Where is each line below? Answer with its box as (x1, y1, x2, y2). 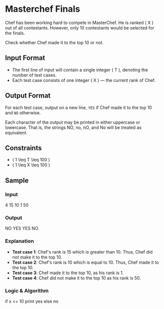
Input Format (5, 54, 46, 62)
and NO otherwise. (5, 109, 41, 116)
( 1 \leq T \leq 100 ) (12, 157, 50, 163)
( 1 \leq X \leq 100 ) (12, 162, 50, 168)
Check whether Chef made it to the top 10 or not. (5, 39, 104, 45)
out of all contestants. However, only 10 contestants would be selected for (5, 25, 154, 30)
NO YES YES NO (5, 226, 39, 232)
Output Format (5, 92, 51, 100)
